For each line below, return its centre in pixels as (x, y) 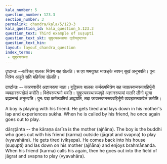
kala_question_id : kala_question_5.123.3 (50, 29)
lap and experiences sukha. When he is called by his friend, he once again (83, 114)
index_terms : (19, 52)
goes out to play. (23, 119)
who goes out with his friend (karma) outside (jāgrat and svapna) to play (80, 135)
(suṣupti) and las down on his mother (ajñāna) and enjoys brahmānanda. (81, 145)
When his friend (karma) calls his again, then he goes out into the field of (81, 151)
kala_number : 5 (21, 10)
